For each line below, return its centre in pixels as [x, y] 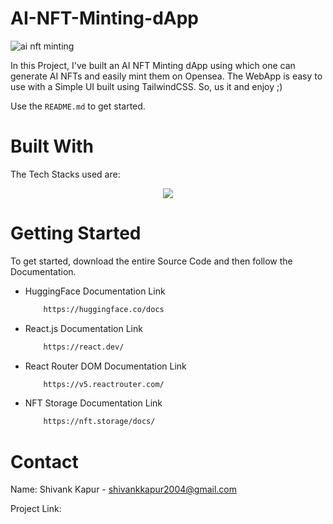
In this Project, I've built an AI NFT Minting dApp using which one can [153, 65]
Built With [52, 146]
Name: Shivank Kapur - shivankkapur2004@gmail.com [124, 489]
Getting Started [76, 233]
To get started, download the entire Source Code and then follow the [151, 261]
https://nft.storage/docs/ [99, 422]
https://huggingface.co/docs [104, 309]
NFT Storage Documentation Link [93, 403]
